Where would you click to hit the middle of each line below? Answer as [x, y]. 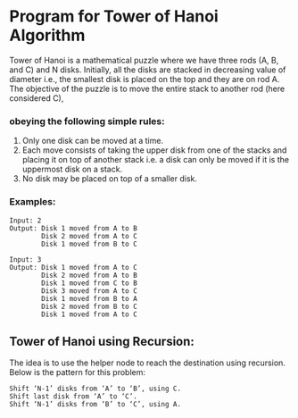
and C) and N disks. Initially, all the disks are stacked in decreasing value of [148, 70]
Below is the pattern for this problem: [77, 372]
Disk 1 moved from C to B [90, 283]
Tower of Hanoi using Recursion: [102, 341]
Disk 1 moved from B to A [90, 298]
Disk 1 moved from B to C [90, 244]
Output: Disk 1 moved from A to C [74, 267]
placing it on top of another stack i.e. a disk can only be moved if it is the [156, 160]
